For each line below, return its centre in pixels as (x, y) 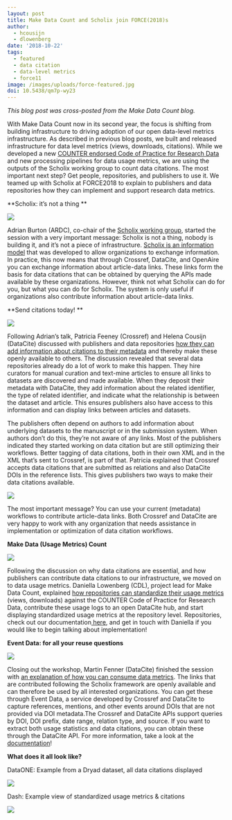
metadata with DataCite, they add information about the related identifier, (111, 388)
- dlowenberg (32, 40)
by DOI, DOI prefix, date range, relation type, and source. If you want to (109, 721)
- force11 (27, 78)
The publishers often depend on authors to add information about (101, 424)
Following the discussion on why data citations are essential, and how (107, 571)
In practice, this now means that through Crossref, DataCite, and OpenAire (113, 260)
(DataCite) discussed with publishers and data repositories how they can (111, 344)
